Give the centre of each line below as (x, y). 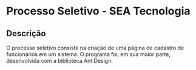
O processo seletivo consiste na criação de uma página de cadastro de (95, 48)
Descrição (26, 33)
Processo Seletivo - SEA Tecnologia (98, 11)
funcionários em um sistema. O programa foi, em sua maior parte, (89, 54)
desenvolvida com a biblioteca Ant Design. (60, 61)
